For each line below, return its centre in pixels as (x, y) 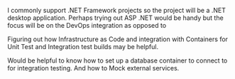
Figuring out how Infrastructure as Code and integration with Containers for (118, 39)
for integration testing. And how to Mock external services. (93, 68)
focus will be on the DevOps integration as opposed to (87, 25)
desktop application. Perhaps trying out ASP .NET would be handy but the (115, 18)
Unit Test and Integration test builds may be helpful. (83, 47)
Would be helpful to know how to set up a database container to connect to (117, 60)
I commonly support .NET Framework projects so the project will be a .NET (116, 10)
